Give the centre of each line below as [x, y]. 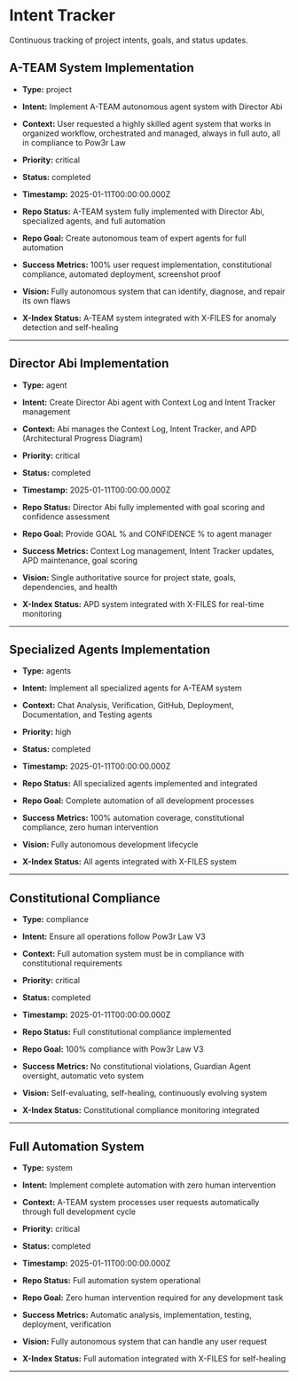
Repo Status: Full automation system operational [111, 1280]
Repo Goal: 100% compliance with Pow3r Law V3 [113, 1049]
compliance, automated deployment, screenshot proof [122, 274]
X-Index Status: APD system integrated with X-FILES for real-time [143, 604]
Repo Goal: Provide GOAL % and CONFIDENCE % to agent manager [147, 533]
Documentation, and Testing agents [87, 714]
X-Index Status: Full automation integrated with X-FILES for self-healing [154, 1358]
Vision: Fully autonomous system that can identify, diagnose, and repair [153, 291]
